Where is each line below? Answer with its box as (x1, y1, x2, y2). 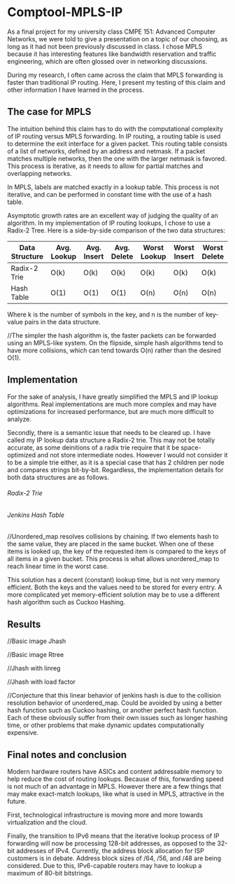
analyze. (7, 415, 32, 423)
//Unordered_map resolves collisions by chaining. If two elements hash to (7, 532, 219, 541)
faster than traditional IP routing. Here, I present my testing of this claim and (7, 78, 226, 86)
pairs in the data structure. (24, 317, 101, 326)
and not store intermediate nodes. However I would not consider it (37, 450, 228, 459)
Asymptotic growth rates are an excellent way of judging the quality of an (7, 211, 218, 219)
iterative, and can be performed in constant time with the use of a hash (7, 190, 212, 198)
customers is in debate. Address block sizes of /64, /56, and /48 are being (7, 854, 222, 862)
